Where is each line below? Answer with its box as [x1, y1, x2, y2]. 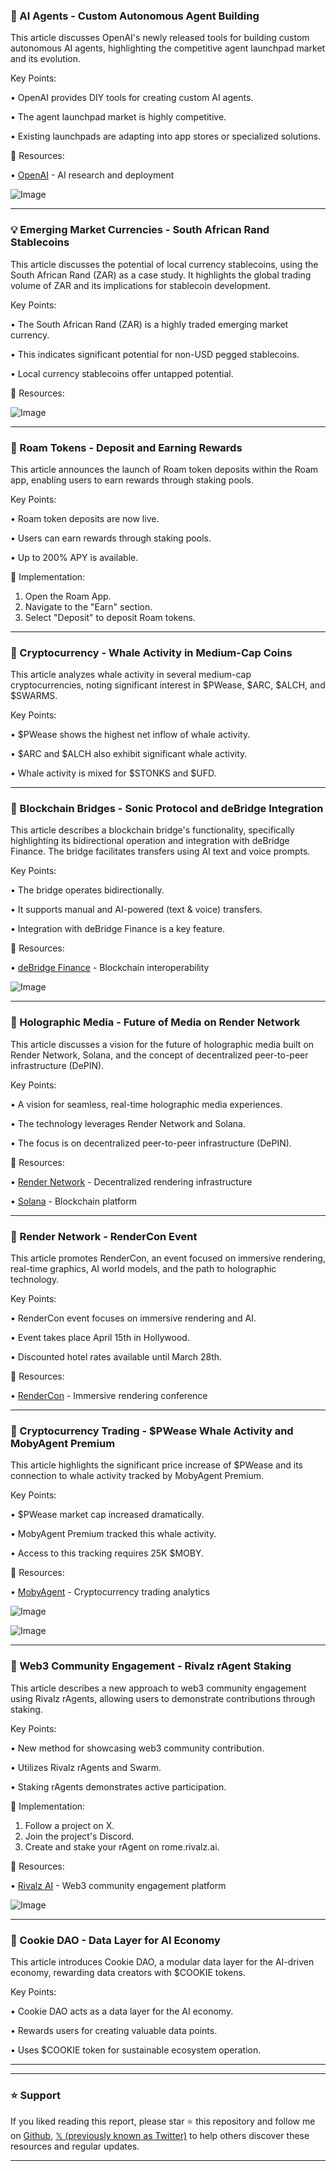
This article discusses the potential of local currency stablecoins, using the [10, 258, 319, 270]
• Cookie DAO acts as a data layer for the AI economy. [10, 2005, 234, 2017]
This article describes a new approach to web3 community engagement [10, 1682, 307, 1694]
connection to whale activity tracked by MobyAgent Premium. [10, 1470, 264, 1482]
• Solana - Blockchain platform [10, 1195, 137, 1207]
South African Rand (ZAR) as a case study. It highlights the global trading [10, 269, 312, 281]
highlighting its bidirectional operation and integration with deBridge [10, 835, 290, 847]
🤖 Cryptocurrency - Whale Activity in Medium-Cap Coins [10, 645, 293, 659]
